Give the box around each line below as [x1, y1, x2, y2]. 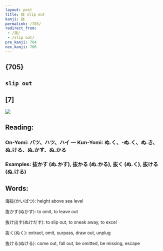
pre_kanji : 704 [5, 40, 37, 45]
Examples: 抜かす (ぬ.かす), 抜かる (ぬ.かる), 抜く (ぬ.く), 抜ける [5, 161, 158, 168]
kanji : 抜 [5, 16, 25, 21]
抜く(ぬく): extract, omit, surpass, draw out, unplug [5, 230, 111, 236]
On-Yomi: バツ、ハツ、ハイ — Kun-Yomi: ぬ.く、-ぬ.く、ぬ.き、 [5, 139, 158, 146]
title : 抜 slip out [5, 12, 45, 17]
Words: [5, 184, 28, 193]
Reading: [5, 123, 34, 131]
